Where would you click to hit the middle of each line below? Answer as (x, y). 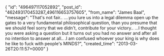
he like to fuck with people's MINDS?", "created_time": (60, 43)
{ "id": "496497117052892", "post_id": (44, 7)
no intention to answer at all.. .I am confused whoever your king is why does (82, 38)
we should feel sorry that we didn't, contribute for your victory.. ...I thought (81, 28)
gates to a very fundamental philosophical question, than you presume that (81, 23)
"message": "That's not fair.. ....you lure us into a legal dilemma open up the (82, 17)
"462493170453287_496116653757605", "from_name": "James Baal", (75, 12)
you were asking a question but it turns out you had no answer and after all (81, 33)
